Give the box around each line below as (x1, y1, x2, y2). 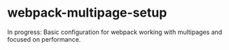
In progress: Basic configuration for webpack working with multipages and (7, 28, 223, 36)
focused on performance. (7, 35, 81, 43)
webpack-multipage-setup (7, 5, 167, 21)
